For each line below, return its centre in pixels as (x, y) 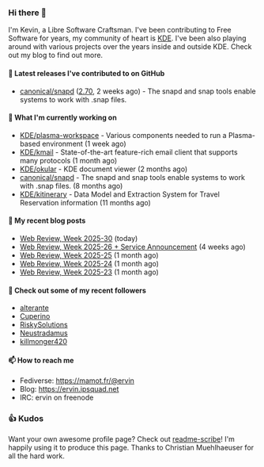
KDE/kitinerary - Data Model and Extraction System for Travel (119, 194)
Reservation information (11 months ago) (85, 202)
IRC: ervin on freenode (57, 398)
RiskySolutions (44, 325)
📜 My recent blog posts (47, 220)
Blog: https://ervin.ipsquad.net (69, 389)
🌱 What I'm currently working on (62, 117)
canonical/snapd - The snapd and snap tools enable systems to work (132, 177)
